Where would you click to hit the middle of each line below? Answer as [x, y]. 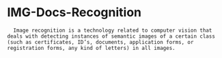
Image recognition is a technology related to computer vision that [113, 30]
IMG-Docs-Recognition [74, 12]
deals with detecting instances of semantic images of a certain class [111, 36]
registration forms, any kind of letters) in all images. [91, 48]
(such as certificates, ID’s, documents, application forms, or [100, 42]
